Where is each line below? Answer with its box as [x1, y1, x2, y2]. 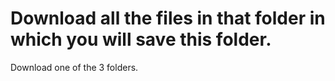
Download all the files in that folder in [10, 7, 326, 30]
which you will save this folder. [10, 28, 272, 51]
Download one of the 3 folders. [10, 61, 139, 73]
